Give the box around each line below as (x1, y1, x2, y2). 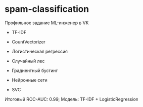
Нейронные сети (11, 77, 48, 83)
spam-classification (4, 3, 90, 15)
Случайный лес (11, 58, 45, 64)
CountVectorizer (11, 38, 46, 45)
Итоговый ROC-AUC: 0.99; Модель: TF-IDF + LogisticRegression (4, 96, 139, 102)
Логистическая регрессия (11, 48, 68, 54)
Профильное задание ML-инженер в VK (4, 20, 89, 26)
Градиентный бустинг (11, 68, 58, 73)
